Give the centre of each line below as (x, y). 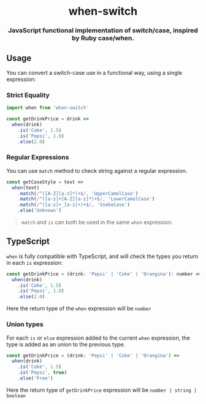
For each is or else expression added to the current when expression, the (98, 338)
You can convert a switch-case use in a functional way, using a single (94, 72)
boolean (16, 396)
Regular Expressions (38, 158)
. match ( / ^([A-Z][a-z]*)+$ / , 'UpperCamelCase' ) (78, 193)
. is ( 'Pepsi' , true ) (42, 373)
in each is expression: (35, 262)
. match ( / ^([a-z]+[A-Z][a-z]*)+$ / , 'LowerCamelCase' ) (86, 199)
